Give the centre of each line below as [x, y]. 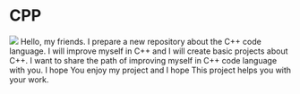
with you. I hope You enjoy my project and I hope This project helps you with [150, 70]
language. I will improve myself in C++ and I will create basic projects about [149, 51]
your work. [29, 79]
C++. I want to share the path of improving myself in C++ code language [143, 60]
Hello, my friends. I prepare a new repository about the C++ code [141, 41]
